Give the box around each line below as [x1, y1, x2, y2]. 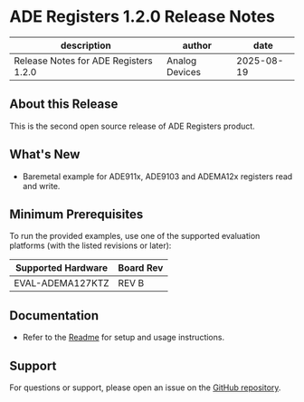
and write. [22, 180, 61, 191]
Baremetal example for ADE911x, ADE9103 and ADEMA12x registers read [22, 170, 293, 182]
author [182, 39, 213, 52]
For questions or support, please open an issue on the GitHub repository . [9, 382, 281, 393]
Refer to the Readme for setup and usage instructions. [22, 332, 224, 343]
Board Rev [118, 262, 164, 274]
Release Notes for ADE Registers [14, 54, 153, 67]
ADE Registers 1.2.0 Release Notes [9, 6, 276, 27]
